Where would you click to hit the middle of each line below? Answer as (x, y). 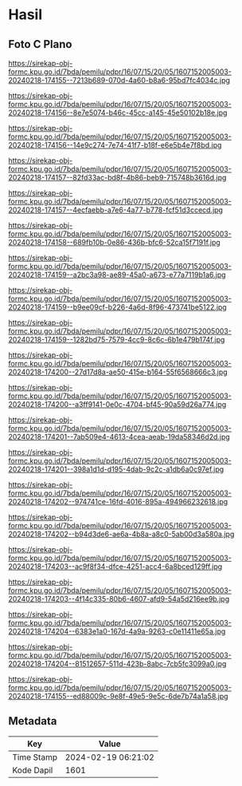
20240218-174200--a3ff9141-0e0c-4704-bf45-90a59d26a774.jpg (117, 404)
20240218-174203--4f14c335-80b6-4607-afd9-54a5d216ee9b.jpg (119, 599)
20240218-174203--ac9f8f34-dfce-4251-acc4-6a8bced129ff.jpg (115, 567)
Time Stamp (35, 757)
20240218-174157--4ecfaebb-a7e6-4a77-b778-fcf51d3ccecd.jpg (115, 210)
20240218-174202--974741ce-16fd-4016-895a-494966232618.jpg (118, 502)
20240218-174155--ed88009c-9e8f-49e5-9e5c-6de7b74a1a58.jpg (118, 696)
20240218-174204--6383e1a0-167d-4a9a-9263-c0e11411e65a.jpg (117, 631)
